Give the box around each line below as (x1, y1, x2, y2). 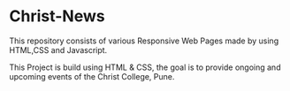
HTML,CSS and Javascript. (9, 44, 108, 55)
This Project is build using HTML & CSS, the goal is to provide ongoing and (9, 62, 281, 72)
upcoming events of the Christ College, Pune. (9, 71, 175, 81)
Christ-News (9, 6, 105, 27)
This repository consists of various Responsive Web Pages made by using (9, 35, 279, 46)
